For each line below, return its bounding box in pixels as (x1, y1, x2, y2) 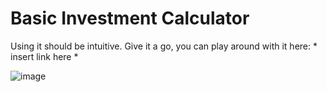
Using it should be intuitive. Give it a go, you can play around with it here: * (10, 40, 318, 52)
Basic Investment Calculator (10, 7, 250, 30)
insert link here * (10, 50, 79, 62)
